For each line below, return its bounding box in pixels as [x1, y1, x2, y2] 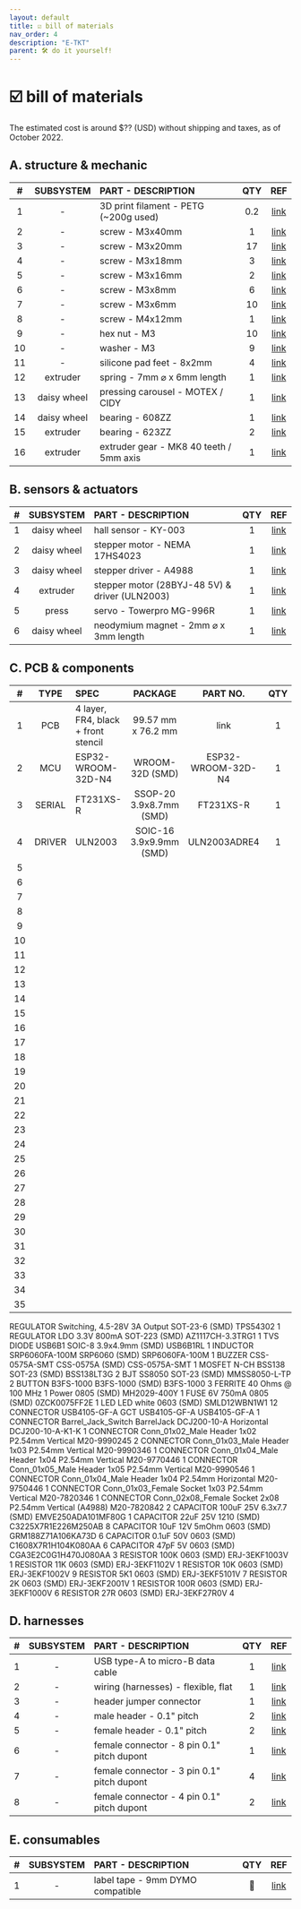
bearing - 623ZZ [99, 426, 172, 438]
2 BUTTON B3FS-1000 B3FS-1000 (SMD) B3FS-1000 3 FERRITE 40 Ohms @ [9, 1378, 292, 1389]
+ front [74, 725, 105, 737]
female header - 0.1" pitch [93, 1724, 208, 1737]
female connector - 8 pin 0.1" [93, 1739, 221, 1751]
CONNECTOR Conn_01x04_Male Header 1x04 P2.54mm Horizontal [9, 1473, 256, 1483]
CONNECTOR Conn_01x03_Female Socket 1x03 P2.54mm [50, 1483, 263, 1493]
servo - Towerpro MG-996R [93, 604, 215, 616]
